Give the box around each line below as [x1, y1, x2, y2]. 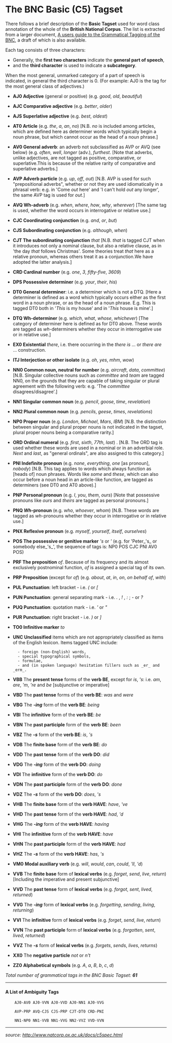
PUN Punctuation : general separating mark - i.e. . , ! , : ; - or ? [12, 594, 143, 600]
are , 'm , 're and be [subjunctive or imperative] [12, 682, 110, 688]
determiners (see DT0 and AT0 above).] [12, 481, 96, 488]
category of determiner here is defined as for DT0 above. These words [12, 320, 162, 326]
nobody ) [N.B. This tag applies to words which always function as [12, 466, 152, 472]
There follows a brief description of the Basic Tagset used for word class [5, 21, 160, 27]
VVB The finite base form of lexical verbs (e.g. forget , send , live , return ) [12, 871, 166, 877]
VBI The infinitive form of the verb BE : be [12, 711, 101, 718]
